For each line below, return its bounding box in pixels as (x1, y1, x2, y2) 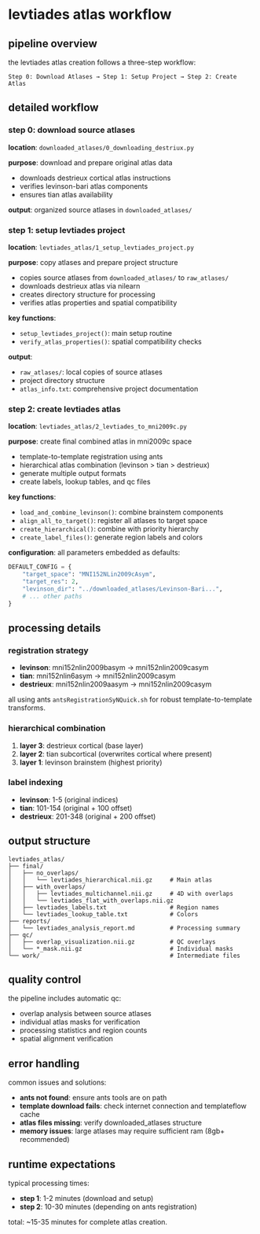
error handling (8, 1056, 80, 1070)
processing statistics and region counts (19, 1026, 148, 1035)
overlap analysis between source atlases (19, 1009, 152, 1019)
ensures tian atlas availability (19, 190, 113, 199)
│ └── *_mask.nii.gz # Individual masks (8, 945, 234, 952)
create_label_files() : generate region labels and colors (19, 532, 203, 542)
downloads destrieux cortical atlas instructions (19, 173, 171, 182)
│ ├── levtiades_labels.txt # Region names (8, 903, 220, 912)
